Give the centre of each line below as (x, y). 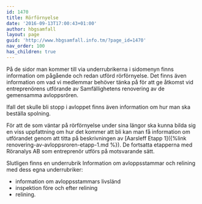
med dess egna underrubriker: (45, 169)
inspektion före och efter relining (56, 188)
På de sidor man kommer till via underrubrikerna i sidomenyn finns (90, 69)
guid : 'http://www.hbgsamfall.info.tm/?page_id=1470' (77, 40)
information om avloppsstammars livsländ (68, 181)
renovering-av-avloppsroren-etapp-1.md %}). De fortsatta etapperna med (99, 145)
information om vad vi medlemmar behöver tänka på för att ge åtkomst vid (100, 82)
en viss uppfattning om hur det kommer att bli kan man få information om (99, 131)
